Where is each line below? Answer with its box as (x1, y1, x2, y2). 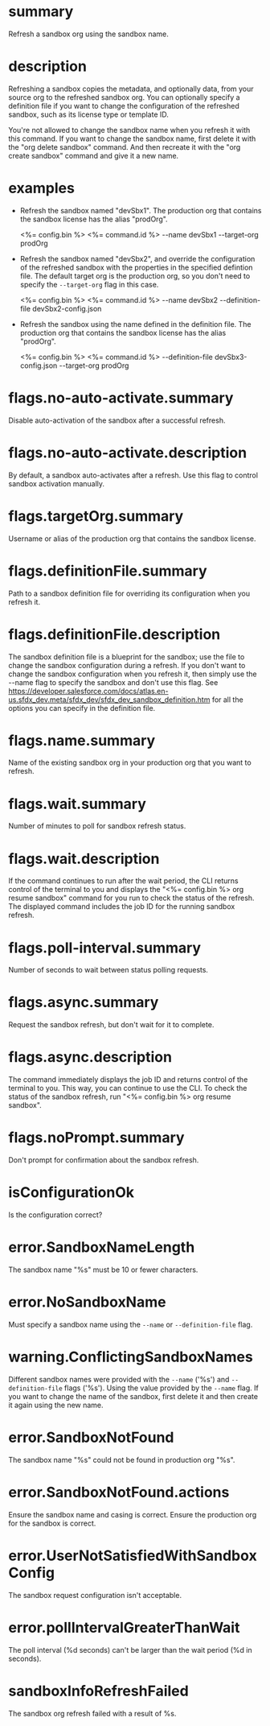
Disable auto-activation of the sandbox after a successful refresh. (8, 415, 226, 425)
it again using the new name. (8, 1400, 104, 1410)
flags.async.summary (8, 993, 159, 1012)
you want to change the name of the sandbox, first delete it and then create (8, 1391, 259, 1401)
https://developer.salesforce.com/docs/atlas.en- (8, 686, 169, 696)
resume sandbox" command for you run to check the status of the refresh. (8, 893, 255, 903)
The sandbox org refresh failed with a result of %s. (8, 1708, 177, 1718)
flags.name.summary (8, 731, 156, 749)
